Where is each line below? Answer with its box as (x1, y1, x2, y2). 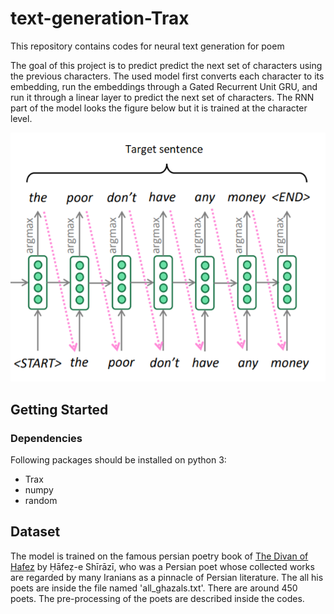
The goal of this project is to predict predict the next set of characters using (10, 59, 323, 71)
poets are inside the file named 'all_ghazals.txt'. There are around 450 (10, 582, 298, 594)
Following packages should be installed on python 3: (10, 454, 227, 466)
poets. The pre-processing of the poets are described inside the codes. (10, 592, 305, 604)
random (24, 495, 58, 506)
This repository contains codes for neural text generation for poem (10, 40, 285, 52)
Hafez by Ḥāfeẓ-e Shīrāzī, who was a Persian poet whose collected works (10, 560, 315, 572)
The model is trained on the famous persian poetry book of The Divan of (10, 550, 309, 562)
